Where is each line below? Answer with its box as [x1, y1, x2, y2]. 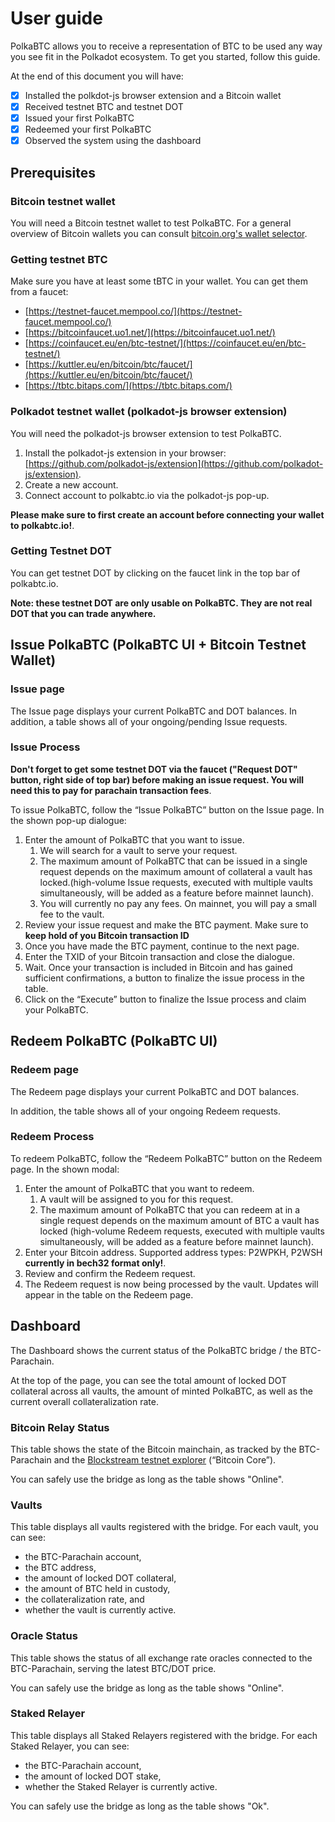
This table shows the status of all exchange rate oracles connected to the [10, 1652, 313, 1664]
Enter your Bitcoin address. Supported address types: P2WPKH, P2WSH [24, 1246, 323, 1258]
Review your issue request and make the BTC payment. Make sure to [24, 918, 309, 931]
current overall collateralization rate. [10, 1395, 159, 1407]
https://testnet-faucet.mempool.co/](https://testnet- [28, 305, 243, 317]
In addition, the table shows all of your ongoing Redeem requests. [10, 1105, 282, 1117]
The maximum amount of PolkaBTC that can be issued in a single [39, 855, 308, 867]
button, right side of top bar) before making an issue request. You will [10, 773, 305, 786]
